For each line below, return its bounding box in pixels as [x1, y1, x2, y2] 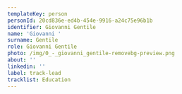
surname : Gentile [7, 37, 59, 44]
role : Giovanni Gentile [7, 43, 78, 50]
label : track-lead [7, 69, 61, 76]
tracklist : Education [7, 76, 71, 83]
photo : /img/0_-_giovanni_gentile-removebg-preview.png [7, 50, 175, 57]
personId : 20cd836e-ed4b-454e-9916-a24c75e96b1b [7, 17, 153, 24]
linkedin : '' [7, 63, 46, 70]
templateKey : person [7, 10, 68, 18]
